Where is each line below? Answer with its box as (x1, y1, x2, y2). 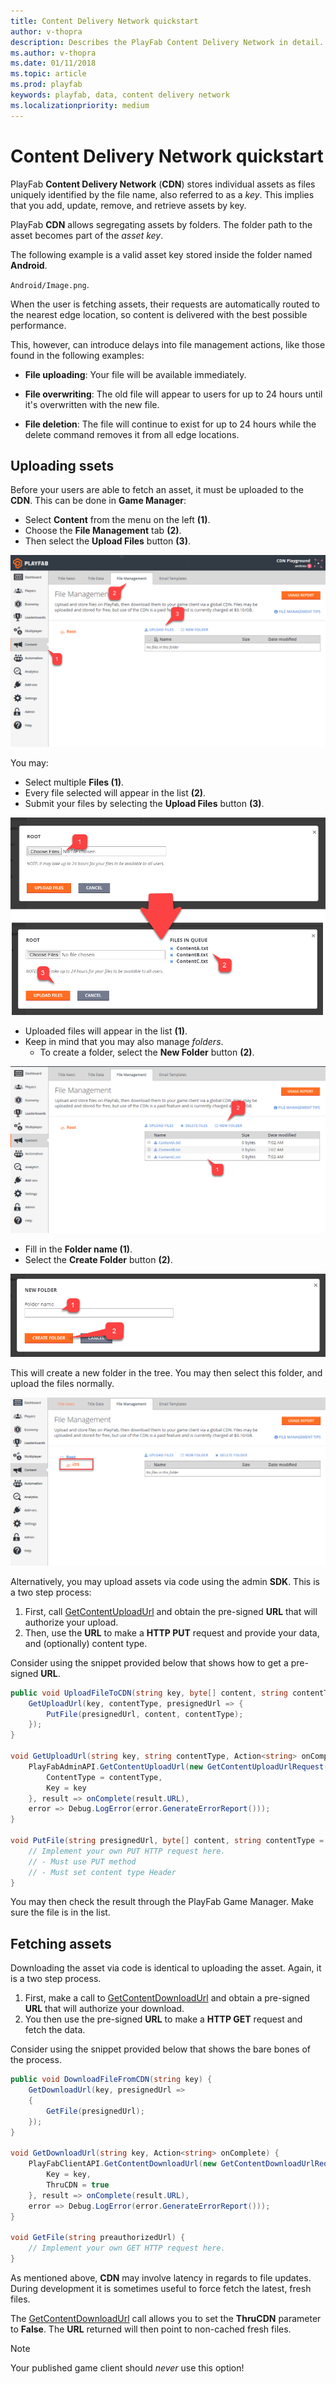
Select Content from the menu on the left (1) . (24, 514, 211, 526)
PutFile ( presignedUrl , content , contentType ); (46, 1709, 244, 1719)
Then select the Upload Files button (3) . (24, 535, 191, 547)
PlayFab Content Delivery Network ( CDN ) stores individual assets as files (10, 178, 316, 190)
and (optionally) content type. (24, 1637, 148, 1649)
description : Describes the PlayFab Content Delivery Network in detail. (10, 37, 325, 47)
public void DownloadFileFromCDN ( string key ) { (10, 2075, 213, 2085)
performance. (10, 319, 67, 331)
